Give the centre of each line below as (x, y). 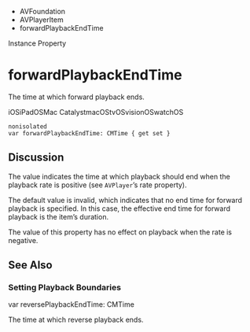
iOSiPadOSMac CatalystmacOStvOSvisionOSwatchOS (96, 112)
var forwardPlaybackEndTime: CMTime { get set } (89, 133)
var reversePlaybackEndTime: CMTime (72, 304)
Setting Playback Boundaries (65, 288)
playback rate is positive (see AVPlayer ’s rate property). (97, 185)
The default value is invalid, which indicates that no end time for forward (125, 200)
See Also (30, 266)
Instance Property (37, 43)
